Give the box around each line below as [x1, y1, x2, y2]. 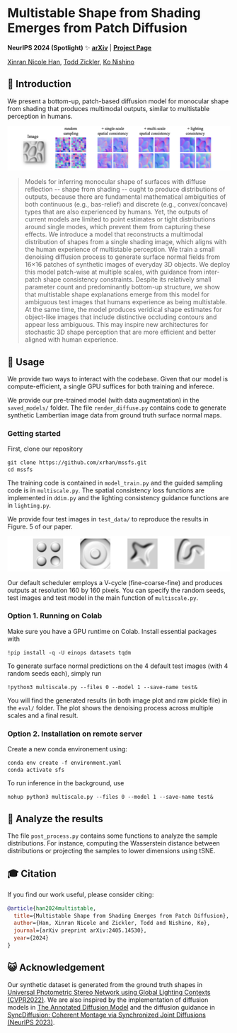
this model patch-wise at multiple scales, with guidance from [24, 267, 203, 277]
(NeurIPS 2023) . [7, 1017, 55, 1027]
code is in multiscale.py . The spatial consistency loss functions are [7, 486, 205, 495]
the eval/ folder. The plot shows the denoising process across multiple [7, 703, 214, 712]
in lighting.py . [7, 501, 52, 510]
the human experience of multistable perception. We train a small [24, 246, 215, 254]
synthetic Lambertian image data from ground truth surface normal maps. [7, 410, 222, 419]
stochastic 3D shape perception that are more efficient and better [24, 328, 216, 337]
